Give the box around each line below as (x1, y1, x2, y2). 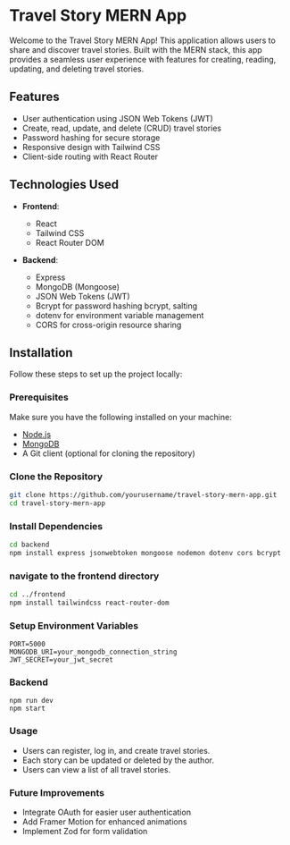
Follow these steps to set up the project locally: (9, 368, 183, 380)
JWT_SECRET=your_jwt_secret (9, 655, 114, 664)
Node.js (21, 428, 52, 439)
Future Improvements (9, 786, 105, 799)
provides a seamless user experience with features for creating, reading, (9, 54, 277, 64)
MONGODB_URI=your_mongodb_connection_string (9, 647, 178, 657)
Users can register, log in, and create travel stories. (21, 745, 211, 756)
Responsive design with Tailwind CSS (21, 141, 161, 152)
